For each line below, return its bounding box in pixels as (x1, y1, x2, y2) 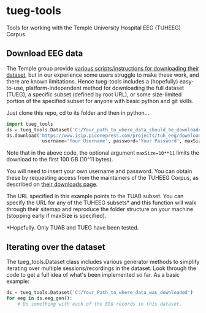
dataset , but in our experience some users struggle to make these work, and (6, 71, 199, 79)
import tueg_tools (6, 121, 53, 127)
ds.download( (6, 133, 40, 139)
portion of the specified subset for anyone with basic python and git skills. (6, 97, 194, 104)
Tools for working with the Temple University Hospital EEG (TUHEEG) (6, 24, 181, 31)
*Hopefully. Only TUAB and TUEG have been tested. (6, 224, 139, 231)
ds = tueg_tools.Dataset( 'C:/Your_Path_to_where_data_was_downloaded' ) (6, 290, 193, 296)
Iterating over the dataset (6, 242, 105, 252)
